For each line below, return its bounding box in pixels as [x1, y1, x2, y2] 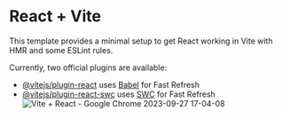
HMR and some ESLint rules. [9, 44, 114, 55]
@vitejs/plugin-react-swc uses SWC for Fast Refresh [21, 89, 215, 99]
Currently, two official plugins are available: [9, 62, 168, 73]
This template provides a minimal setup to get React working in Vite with [9, 35, 273, 46]
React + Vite [9, 6, 102, 27]
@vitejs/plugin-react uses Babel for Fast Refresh [21, 79, 200, 90]
